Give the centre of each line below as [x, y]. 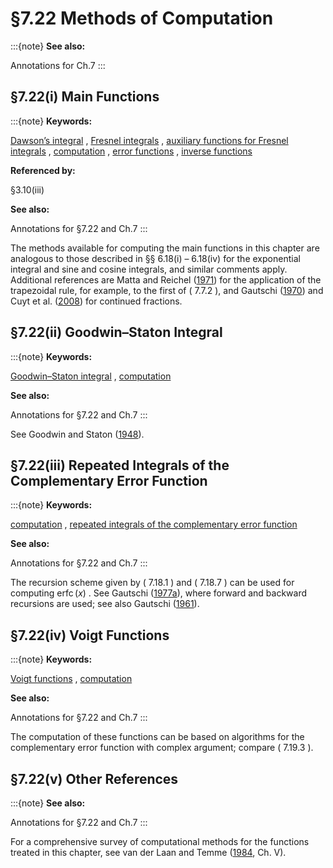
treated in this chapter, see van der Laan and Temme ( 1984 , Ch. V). [148, 852]
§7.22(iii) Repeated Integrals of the [120, 465]
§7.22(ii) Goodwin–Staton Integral [116, 332]
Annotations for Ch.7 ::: [58, 65]
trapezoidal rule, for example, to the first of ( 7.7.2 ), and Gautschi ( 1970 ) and [167, 290]
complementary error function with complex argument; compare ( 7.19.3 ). [162, 748]
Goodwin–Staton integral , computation [91, 376]
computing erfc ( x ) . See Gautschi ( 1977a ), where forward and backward [158, 593]
